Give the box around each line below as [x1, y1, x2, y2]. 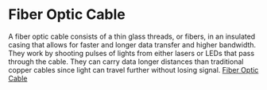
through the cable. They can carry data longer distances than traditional [8, 57, 244, 66]
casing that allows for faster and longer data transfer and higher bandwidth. [8, 39, 257, 49]
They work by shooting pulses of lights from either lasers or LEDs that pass [8, 48, 255, 58]
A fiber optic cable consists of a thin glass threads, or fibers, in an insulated [8, 32, 256, 41]
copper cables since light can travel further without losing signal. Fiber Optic [8, 65, 259, 74]
